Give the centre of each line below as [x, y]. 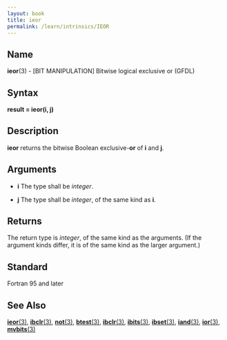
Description [33, 131]
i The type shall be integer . [55, 186]
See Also [27, 305]
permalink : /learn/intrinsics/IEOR [58, 26]
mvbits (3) [21, 330]
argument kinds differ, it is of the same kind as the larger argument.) [104, 245]
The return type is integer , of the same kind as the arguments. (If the [105, 238]
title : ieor [24, 20]
